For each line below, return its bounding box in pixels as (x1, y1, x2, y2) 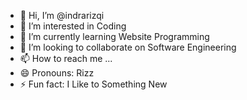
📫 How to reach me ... (19, 53, 113, 64)
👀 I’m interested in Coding (19, 20, 127, 32)
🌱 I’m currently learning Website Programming (19, 31, 210, 42)
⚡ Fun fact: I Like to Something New (19, 78, 168, 90)
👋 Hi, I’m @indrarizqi (19, 10, 105, 21)
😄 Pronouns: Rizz (19, 67, 95, 79)
